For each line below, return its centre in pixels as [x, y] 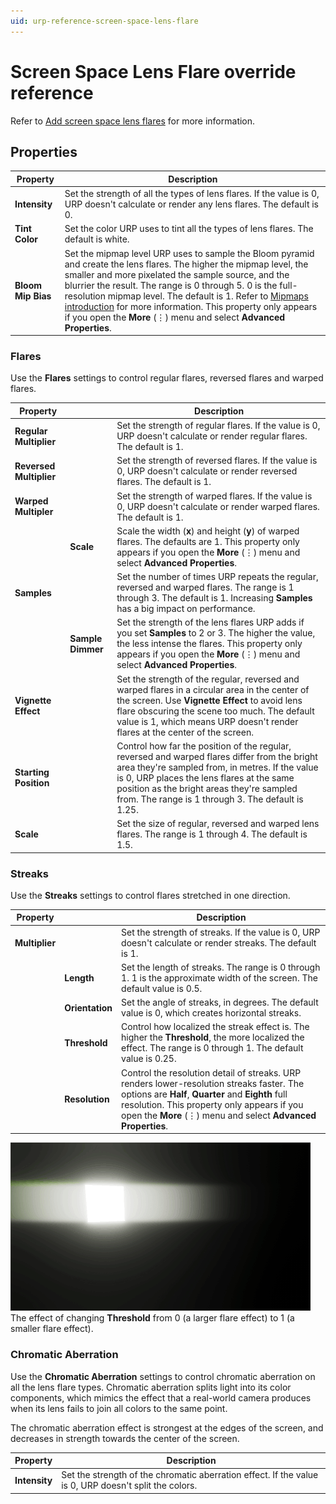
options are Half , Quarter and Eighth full [204, 1094]
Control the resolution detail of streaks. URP [211, 1072]
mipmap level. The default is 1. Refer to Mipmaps [208, 296]
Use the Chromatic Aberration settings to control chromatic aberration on [163, 1376]
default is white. [97, 239]
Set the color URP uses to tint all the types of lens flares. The [189, 229]
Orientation [88, 1007]
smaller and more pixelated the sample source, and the [177, 274]
